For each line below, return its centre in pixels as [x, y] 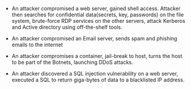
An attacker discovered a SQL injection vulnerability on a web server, [95, 73]
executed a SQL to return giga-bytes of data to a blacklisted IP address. [98, 80]
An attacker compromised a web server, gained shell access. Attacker [96, 8]
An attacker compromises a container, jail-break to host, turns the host [97, 56]
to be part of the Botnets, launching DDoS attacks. [72, 62]
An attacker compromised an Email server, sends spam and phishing [94, 38]
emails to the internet [37, 44]
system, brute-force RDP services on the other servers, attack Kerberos [98, 21]
